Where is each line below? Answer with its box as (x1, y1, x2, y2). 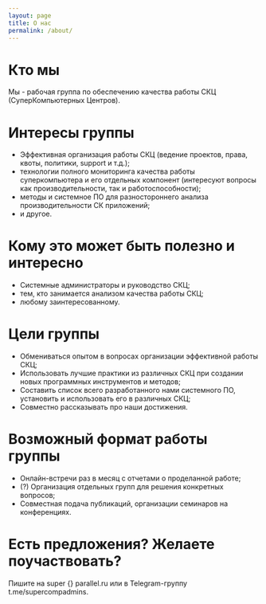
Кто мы (8, 61, 60, 79)
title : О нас (8, 19, 52, 27)
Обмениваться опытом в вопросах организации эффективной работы (19, 351, 259, 361)
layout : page (8, 11, 52, 20)
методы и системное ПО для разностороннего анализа (19, 192, 209, 202)
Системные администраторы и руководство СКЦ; (19, 280, 190, 290)
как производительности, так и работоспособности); (19, 184, 201, 194)
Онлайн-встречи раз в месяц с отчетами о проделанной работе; (19, 473, 241, 483)
